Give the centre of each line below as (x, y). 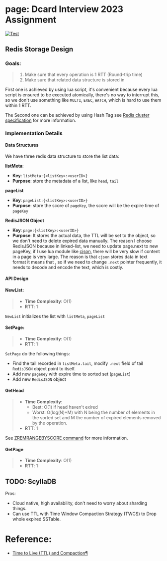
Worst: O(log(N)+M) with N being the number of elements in (94, 412)
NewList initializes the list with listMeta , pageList (55, 316)
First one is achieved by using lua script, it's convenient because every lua (82, 89)
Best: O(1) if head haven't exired (65, 407)
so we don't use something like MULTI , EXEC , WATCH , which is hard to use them (83, 100)
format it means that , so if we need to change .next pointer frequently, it (87, 262)
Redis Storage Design (39, 49)
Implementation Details (34, 133)
